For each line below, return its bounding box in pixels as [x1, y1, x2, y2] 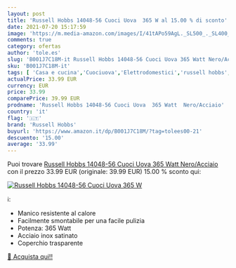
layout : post [7, 10, 46, 18]
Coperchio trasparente [17, 239, 83, 248]
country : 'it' [7, 108, 49, 115]
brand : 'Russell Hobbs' [7, 121, 77, 128]
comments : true [7, 36, 52, 43]
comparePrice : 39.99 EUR [7, 95, 80, 102]
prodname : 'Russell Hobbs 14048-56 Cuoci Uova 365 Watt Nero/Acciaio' [7, 102, 225, 109]
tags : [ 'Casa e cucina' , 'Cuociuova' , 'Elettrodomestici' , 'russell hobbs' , [7, 69, 231, 76]
